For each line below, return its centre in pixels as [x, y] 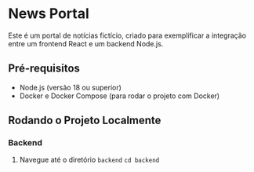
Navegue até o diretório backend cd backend [89, 160]
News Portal [49, 14]
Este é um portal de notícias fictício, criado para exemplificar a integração [127, 35]
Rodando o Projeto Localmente [85, 121]
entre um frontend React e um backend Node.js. [86, 43]
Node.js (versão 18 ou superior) [70, 87]
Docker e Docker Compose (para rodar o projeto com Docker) [120, 96]
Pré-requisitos [44, 69]
